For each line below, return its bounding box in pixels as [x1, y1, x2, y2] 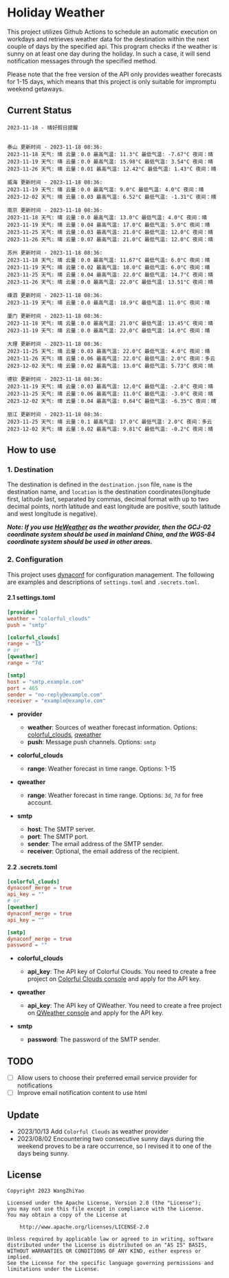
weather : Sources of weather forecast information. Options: [27, 724, 197, 732]
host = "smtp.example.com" [7, 678, 85, 685]
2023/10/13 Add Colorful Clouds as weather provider [17, 1127, 169, 1136]
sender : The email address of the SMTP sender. [27, 840, 164, 848]
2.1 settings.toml [7, 594, 56, 602]
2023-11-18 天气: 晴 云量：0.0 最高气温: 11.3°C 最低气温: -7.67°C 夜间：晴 [7, 151, 213, 158]
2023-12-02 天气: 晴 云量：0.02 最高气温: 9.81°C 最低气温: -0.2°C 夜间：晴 [7, 425, 213, 433]
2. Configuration [7, 555, 63, 565]
